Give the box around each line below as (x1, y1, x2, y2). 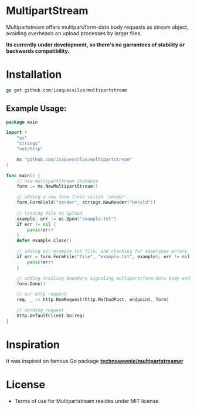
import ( (6, 130, 28, 135)
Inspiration (6, 338, 60, 351)
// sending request (16, 307, 64, 313)
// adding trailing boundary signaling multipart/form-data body (16, 275, 180, 281)
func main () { (6, 172, 41, 178)
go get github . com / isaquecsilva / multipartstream (6, 87, 127, 93)
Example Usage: (6, 104, 67, 114)
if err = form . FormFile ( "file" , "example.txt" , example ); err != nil (16, 254, 191, 260)
